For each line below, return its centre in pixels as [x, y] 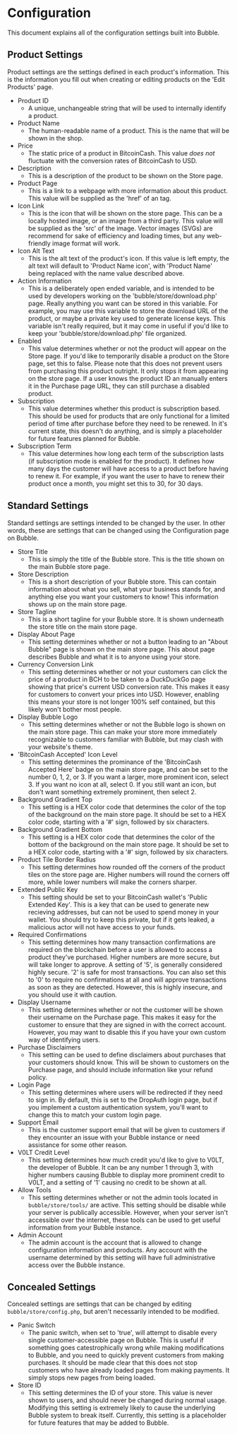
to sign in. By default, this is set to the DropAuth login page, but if [123, 1100]
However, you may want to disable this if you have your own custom [127, 1032]
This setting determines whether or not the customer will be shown [126, 1009]
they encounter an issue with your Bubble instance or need [114, 1137]
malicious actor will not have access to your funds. [102, 927]
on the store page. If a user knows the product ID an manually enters [128, 378]
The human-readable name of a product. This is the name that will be [129, 130]
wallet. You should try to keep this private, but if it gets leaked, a [121, 919]
